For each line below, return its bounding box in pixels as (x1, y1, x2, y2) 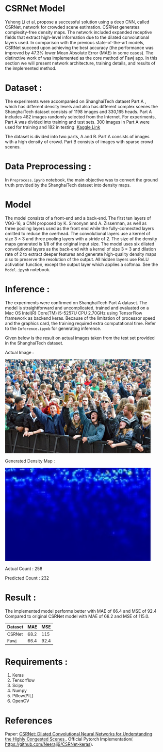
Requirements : (5, 656, 68, 667)
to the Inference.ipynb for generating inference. (5, 326, 101, 331)
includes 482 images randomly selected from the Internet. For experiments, (5, 114, 156, 119)
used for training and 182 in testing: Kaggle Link (5, 124, 100, 130)
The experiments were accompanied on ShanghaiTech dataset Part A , (5, 98, 147, 104)
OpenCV (12, 698, 30, 704)
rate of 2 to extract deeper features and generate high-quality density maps (5, 251, 157, 257)
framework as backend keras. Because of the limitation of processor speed (5, 315, 156, 321)
